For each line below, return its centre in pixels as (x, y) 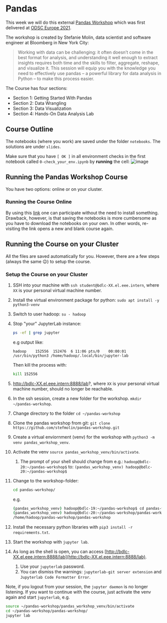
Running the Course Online (39, 202)
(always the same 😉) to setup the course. (48, 261)
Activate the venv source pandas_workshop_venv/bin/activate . (76, 452)
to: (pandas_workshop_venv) (96, 467)
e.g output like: (28, 342)
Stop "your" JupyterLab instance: (47, 323)
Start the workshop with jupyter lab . (51, 542)
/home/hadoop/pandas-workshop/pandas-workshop (62, 518)
